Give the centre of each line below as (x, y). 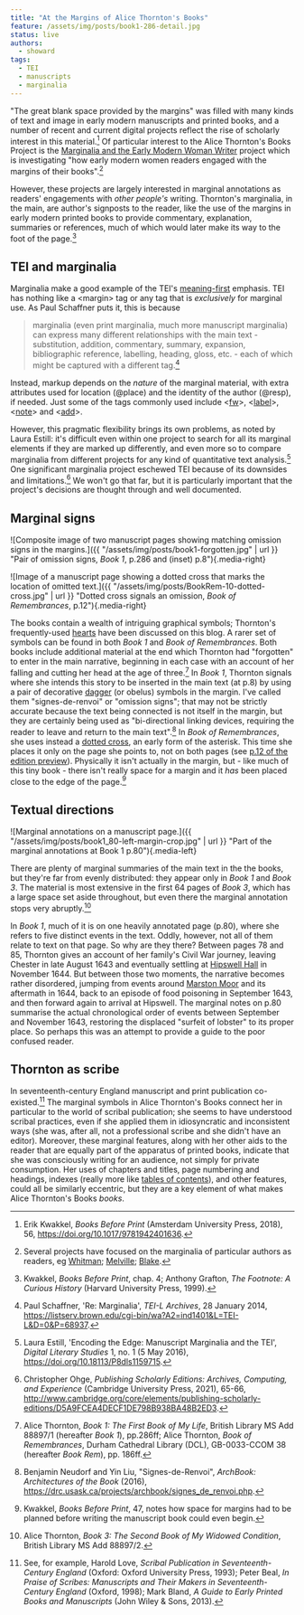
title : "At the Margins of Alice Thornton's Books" (109, 18)
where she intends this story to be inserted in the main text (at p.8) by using (151, 682)
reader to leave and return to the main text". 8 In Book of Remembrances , (145, 731)
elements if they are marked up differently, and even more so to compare (146, 449)
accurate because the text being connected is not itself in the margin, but (147, 711)
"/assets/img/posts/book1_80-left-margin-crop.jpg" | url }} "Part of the (141, 841)
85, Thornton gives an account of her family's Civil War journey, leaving (143, 954)
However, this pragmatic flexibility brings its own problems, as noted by (143, 430)
